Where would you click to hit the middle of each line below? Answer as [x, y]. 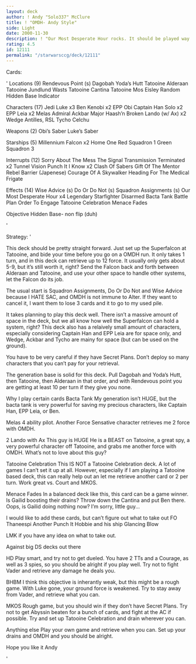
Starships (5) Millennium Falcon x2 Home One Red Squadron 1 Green [89, 142]
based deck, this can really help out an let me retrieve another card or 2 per [97, 476]
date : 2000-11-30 [27, 33]
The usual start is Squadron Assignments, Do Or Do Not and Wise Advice [94, 291]
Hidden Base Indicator [33, 96]
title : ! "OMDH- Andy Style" [42, 22]
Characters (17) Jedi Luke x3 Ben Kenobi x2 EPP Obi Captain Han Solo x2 [94, 107]
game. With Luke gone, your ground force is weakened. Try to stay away [94, 588]
